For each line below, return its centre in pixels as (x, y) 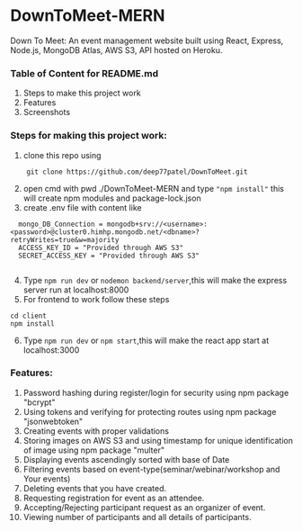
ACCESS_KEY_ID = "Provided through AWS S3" (101, 247)
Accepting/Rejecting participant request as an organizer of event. (144, 507)
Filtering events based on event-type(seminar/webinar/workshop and (151, 469)
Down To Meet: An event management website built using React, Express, (147, 40)
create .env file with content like (82, 207)
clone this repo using (62, 155)
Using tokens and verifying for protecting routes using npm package (150, 411)
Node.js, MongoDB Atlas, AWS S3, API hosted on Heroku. (116, 49)
